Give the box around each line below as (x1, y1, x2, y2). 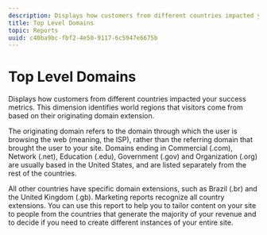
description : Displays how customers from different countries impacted (8, 11, 254, 20)
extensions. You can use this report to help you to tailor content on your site (8, 201, 257, 210)
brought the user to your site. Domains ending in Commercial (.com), (8, 144, 233, 153)
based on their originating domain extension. (8, 111, 155, 121)
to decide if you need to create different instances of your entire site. (8, 218, 234, 227)
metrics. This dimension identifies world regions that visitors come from (8, 102, 244, 112)
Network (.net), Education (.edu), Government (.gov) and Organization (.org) (8, 152, 258, 161)
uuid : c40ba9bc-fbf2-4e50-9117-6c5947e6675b (8, 33, 158, 42)
